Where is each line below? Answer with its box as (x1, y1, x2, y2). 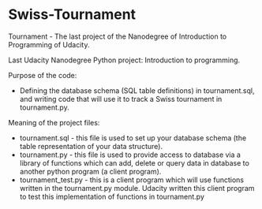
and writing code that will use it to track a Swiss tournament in (19, 94, 223, 103)
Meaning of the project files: (8, 118, 100, 127)
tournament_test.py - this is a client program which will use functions (19, 175, 245, 185)
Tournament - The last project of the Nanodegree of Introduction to (8, 32, 227, 41)
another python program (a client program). (19, 166, 162, 176)
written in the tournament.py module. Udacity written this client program (19, 183, 255, 192)
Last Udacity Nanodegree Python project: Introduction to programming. (8, 55, 241, 65)
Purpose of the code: (8, 70, 77, 80)
